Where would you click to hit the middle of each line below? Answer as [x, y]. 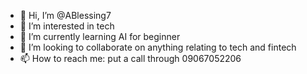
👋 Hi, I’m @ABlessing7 [65, 15]
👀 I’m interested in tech [67, 26]
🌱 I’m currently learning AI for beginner [100, 36]
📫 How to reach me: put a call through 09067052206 [130, 58]
